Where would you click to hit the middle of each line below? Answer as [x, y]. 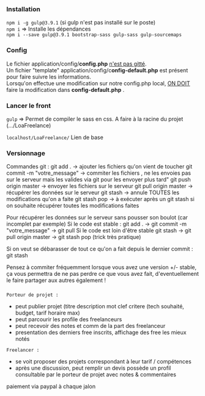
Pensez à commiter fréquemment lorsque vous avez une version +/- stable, [102, 267]
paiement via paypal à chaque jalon [51, 386]
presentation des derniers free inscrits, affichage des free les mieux [101, 332]
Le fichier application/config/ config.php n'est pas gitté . [76, 64]
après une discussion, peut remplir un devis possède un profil [93, 368]
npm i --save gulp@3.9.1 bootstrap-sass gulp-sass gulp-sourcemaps [94, 35]
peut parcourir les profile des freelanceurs [69, 319]
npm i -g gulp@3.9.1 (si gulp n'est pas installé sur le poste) [81, 23]
